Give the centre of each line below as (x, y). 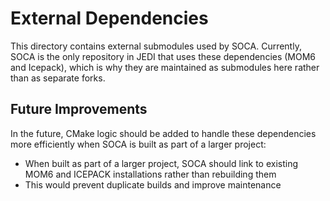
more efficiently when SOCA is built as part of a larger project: (138, 144)
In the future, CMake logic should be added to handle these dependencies (163, 133)
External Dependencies (109, 18)
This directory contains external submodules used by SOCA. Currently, (156, 46)
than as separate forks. (58, 78)
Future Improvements (79, 109)
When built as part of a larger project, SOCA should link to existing (161, 163)
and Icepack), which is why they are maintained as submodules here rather (165, 67)
